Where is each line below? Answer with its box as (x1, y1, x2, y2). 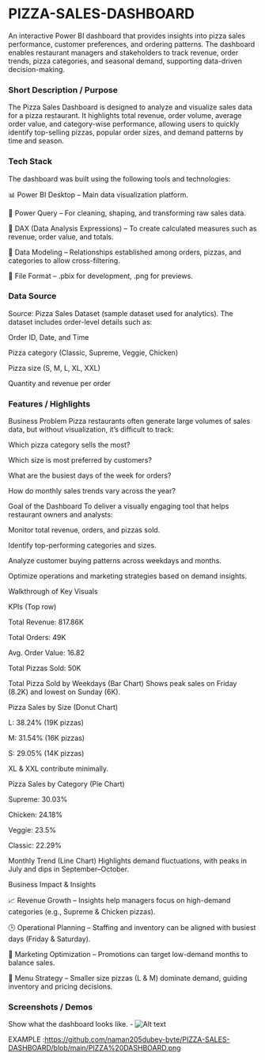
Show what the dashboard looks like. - (8, 1020, 134, 1029)
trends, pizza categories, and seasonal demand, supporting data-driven (8, 56, 243, 66)
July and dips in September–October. (8, 864, 129, 874)
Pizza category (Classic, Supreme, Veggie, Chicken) (8, 348, 179, 357)
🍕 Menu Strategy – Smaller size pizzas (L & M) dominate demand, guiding (8, 974, 248, 983)
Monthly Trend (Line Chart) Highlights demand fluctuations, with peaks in (8, 856, 248, 866)
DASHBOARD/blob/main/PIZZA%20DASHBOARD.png (8, 1043, 181, 1053)
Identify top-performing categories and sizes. (8, 540, 157, 551)
